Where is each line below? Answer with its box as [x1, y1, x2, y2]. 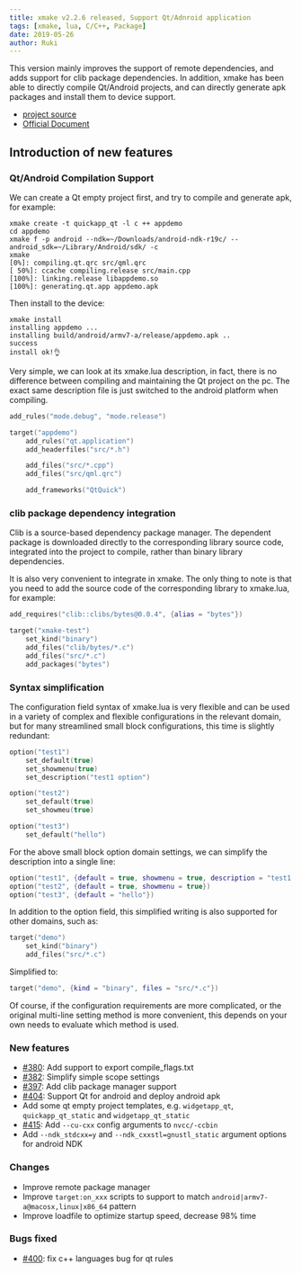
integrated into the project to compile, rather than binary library [9, 546, 243, 558]
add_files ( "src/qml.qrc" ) [25, 470, 123, 479]
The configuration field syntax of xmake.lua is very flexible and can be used [9, 701, 290, 712]
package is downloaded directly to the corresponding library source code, [9, 537, 285, 548]
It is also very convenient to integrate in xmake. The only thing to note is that [9, 573, 292, 585]
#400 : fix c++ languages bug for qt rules [22, 1252, 173, 1264]
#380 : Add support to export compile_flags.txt [22, 1062, 195, 1073]
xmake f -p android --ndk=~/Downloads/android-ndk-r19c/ [9, 235, 227, 244]
